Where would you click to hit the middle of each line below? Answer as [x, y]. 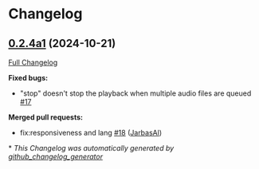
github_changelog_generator [56, 157]
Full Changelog [33, 62]
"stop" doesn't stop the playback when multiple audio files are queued [135, 93]
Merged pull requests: [46, 117]
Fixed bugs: [28, 78]
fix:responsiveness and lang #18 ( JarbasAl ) [90, 133]
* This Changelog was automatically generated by [91, 148]
